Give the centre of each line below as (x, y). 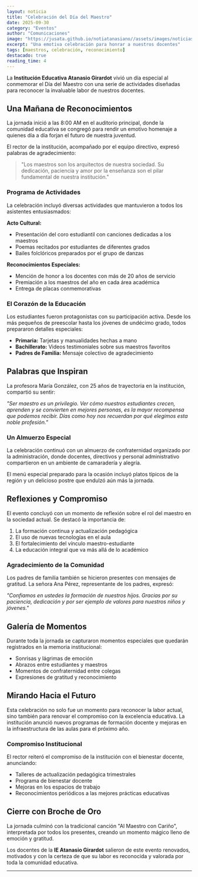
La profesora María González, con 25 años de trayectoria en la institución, (96, 385)
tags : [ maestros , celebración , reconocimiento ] (66, 50)
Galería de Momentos (47, 626)
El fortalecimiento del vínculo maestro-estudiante (75, 543)
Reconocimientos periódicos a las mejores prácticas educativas (92, 793)
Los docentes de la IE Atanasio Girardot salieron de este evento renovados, (98, 850)
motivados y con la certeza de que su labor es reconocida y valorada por (95, 856)
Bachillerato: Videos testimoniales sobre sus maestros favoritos (93, 347)
